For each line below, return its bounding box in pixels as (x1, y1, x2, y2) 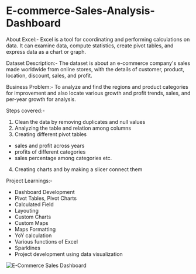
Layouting (14, 207, 39, 214)
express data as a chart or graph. (6, 48, 87, 55)
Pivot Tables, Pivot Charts (14, 195, 77, 202)
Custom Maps (14, 219, 49, 226)
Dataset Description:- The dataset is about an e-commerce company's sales (6, 60, 191, 67)
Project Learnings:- (6, 177, 53, 184)
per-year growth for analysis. (6, 95, 76, 103)
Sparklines (14, 244, 41, 251)
